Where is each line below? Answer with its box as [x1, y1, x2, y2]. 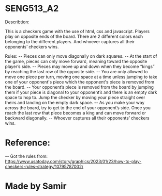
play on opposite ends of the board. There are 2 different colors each [5, 33, 143, 39]
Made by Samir [5, 180, 67, 192]
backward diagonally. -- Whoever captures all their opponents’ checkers [5, 115, 150, 121]
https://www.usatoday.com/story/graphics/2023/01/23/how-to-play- [5, 158, 142, 164]
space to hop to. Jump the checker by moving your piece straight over [5, 94, 146, 100]
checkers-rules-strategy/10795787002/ [5, 163, 84, 169]
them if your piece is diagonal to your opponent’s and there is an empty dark [5, 89, 157, 95]
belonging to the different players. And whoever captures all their [5, 38, 135, 44]
